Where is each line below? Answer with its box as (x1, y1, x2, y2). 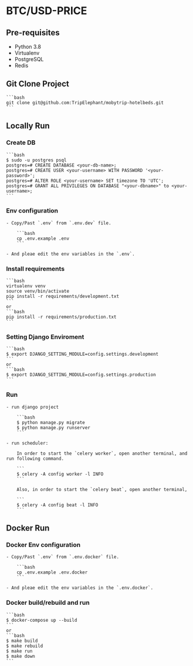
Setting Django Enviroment (6, 333, 84, 341)
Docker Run (6, 523, 50, 534)
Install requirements (6, 264, 65, 273)
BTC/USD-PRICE (6, 4, 87, 18)
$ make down (6, 653, 35, 659)
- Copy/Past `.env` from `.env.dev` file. (6, 220, 111, 226)
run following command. (6, 455, 65, 462)
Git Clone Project (6, 79, 69, 89)
